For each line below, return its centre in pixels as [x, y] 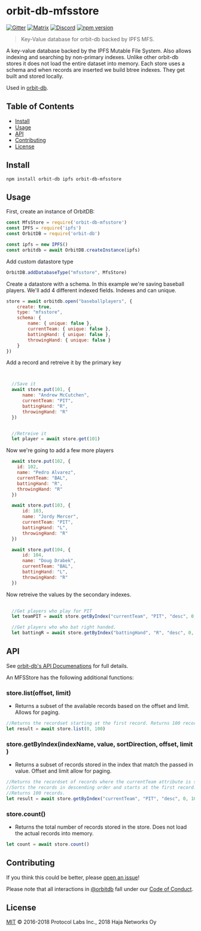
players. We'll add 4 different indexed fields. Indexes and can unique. [91, 290]
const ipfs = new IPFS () [37, 245]
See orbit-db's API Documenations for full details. [67, 666]
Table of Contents [40, 107]
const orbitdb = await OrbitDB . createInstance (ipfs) [73, 250]
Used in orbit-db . [27, 87]
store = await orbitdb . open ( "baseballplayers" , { [69, 301]
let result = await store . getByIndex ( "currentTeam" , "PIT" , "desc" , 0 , [97, 799]
